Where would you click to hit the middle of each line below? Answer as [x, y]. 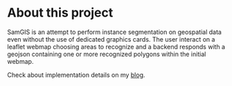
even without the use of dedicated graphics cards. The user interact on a [111, 39]
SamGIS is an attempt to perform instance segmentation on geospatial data [114, 32]
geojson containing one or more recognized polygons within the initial [107, 54]
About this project [60, 13]
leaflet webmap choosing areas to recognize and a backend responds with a [116, 46]
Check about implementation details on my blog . [76, 75]
